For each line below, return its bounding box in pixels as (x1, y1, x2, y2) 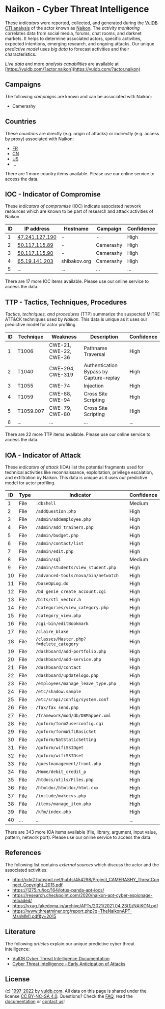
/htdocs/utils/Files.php (35, 777, 94, 782)
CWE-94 (49, 396, 70, 403)
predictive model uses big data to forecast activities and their (5, 46, 129, 52)
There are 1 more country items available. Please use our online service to (5, 170, 155, 176)
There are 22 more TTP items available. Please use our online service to (5, 431, 151, 437)
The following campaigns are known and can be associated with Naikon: (5, 93, 152, 99)
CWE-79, (49, 405, 72, 412)
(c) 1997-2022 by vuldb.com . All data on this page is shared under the (5, 988, 147, 994)
